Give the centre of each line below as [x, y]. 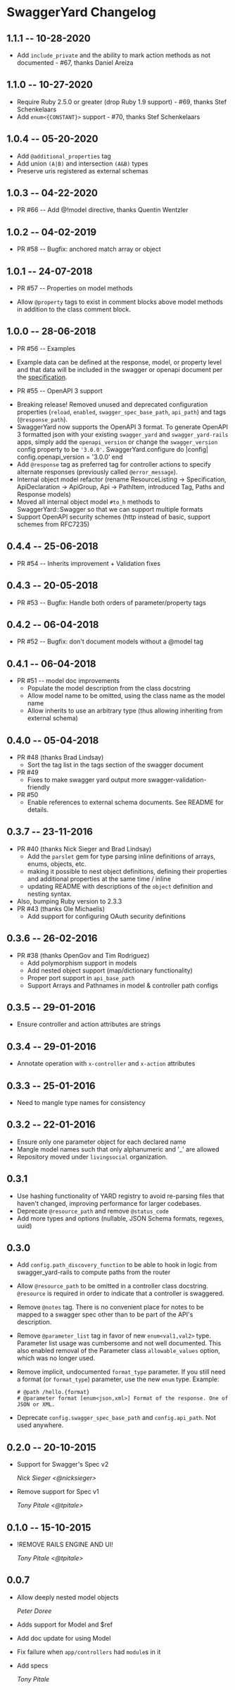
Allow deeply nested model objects [68, 1597]
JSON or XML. [36, 1405]
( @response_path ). [42, 419]
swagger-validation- [177, 779]
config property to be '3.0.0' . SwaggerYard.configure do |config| [113, 449]
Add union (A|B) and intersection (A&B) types [82, 164]
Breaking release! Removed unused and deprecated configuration [112, 404]
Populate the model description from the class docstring [109, 689]
